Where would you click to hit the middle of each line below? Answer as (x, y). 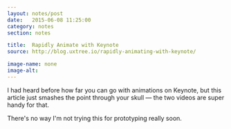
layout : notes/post (35, 13)
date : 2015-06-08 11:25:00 (49, 20)
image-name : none (32, 64)
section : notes (29, 33)
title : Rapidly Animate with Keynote (63, 46)
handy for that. (28, 105)
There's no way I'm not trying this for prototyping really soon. (94, 118)
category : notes (30, 26)
